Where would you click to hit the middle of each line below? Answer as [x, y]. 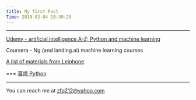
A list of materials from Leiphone [45, 61]
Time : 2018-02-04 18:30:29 [39, 17]
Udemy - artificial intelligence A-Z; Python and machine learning [83, 39]
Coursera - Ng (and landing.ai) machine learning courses [75, 50]
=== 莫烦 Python [26, 73]
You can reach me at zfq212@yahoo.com [55, 90]
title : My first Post [32, 11]
